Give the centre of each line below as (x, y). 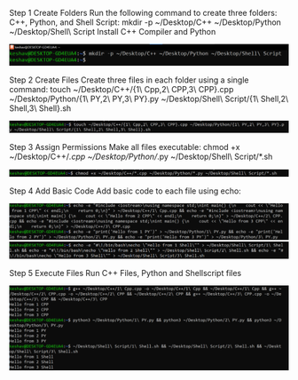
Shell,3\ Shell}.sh (40, 108)
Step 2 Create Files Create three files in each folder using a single (129, 80)
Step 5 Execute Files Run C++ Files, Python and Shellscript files (125, 273)
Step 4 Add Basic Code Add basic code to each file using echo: (125, 191)
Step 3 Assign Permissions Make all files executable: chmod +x (125, 147)
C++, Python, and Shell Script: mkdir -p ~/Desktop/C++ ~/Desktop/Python (145, 22)
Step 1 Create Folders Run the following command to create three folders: (143, 13)
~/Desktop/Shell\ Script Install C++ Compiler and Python (113, 32)
